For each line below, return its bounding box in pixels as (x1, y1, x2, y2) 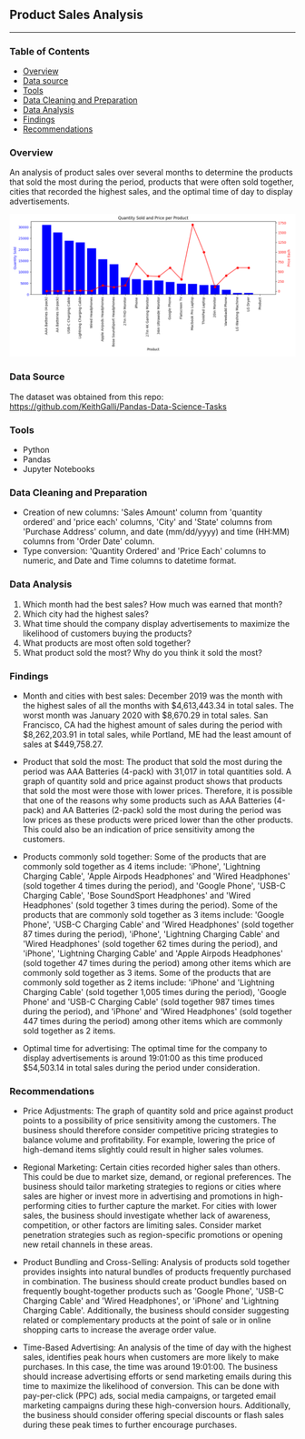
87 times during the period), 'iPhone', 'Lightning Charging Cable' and (22, 928, 280, 940)
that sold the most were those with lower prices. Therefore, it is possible (22, 785, 293, 796)
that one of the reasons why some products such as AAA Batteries (22, 795, 272, 806)
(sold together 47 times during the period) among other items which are (22, 957, 291, 968)
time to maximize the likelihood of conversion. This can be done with (22, 1381, 280, 1392)
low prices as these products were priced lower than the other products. (22, 814, 293, 825)
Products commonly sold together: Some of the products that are (22, 850, 267, 862)
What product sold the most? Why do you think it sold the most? (22, 647, 263, 658)
